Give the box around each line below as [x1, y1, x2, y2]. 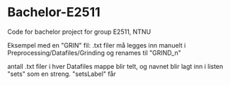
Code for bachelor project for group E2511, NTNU [7, 27, 151, 36]
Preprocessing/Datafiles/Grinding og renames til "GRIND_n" [7, 48, 182, 57]
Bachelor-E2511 [7, 4, 100, 20]
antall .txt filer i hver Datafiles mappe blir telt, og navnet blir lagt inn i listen [7, 62, 224, 70]
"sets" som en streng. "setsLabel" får [7, 70, 117, 78]
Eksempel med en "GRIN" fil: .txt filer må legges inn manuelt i [7, 41, 186, 49]
